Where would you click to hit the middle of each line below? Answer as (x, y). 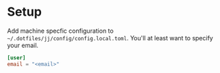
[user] (16, 58)
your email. (23, 45)
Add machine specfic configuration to (61, 31)
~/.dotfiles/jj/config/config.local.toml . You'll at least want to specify (110, 38)
